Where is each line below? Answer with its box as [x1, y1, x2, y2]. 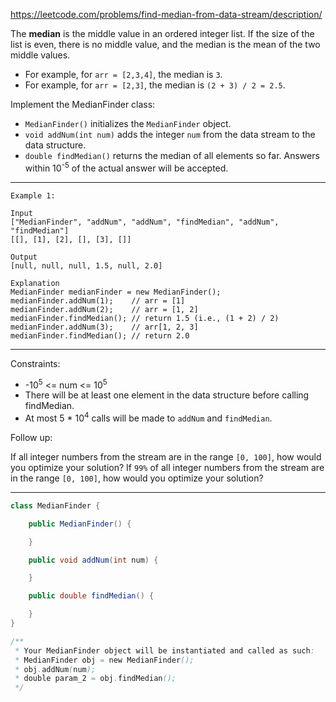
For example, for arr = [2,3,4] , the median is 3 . [24, 69, 223, 80]
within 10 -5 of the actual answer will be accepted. [24, 160, 229, 174]
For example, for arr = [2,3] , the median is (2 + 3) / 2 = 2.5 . [24, 79, 286, 91]
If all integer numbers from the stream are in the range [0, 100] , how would [10, 450, 322, 463]
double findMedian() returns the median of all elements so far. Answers [24, 150, 320, 161]
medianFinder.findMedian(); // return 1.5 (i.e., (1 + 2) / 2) [10, 313, 280, 323]
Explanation [10, 278, 60, 288]
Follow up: [10, 431, 53, 443]
